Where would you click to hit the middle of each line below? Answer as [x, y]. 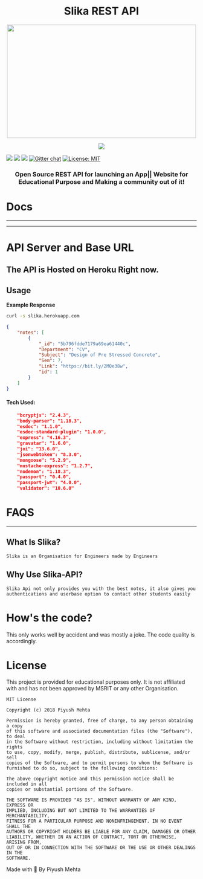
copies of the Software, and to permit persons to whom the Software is [100, 763]
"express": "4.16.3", [44, 438]
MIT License [21, 699]
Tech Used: [21, 403]
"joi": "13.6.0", [39, 449]
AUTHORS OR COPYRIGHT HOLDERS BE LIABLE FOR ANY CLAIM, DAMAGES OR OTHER [101, 832]
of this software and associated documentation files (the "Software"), [100, 731]
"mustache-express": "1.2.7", [55, 466]
